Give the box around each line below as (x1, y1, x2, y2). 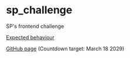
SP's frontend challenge (6, 23, 64, 30)
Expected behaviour (6, 34, 54, 41)
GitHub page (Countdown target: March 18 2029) (6, 45, 125, 52)
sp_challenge (6, 3, 73, 17)
